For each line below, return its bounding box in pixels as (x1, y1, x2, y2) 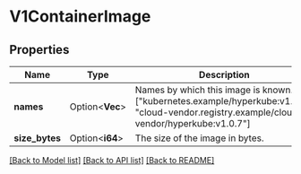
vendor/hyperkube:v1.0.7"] (134, 117, 251, 129)
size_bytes (13, 132, 61, 144)
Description (198, 69, 251, 81)
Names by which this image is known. (134, 83, 294, 96)
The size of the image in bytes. (134, 132, 264, 144)
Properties (9, 42, 70, 57)
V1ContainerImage (9, 6, 151, 27)
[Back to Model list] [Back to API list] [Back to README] (9, 155, 215, 165)
